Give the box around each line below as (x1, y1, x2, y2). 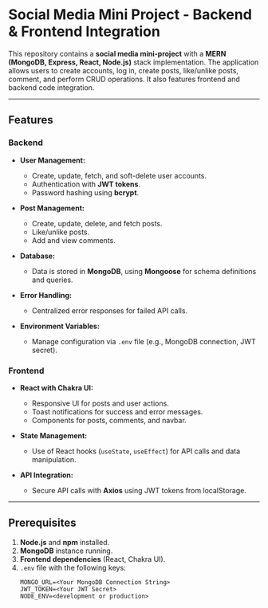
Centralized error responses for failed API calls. (31, 305, 188, 316)
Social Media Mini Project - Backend (8, 6, 253, 24)
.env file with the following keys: (19, 563, 126, 572)
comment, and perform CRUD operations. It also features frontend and (8, 74, 241, 84)
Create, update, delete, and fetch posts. (31, 218, 163, 228)
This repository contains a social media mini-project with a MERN (8, 49, 227, 58)
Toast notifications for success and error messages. (31, 406, 203, 416)
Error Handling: (19, 290, 73, 300)
